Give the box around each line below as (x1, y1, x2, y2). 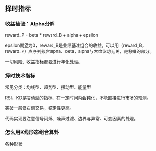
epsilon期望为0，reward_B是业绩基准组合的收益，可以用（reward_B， (5, 42, 147, 48)
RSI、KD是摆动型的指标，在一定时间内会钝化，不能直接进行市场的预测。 (5, 95, 151, 101)
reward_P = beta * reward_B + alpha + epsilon (5, 32, 98, 38)
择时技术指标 (5, 72, 36, 79)
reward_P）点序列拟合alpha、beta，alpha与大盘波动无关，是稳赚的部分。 (5, 48, 154, 54)
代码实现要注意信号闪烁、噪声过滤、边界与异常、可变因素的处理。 (5, 115, 138, 121)
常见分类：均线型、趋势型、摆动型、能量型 (5, 84, 91, 90)
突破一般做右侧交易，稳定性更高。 (5, 105, 74, 111)
